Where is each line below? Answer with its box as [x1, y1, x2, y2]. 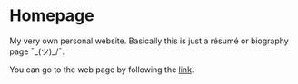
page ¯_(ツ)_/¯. [9, 46, 65, 57]
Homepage [9, 5, 94, 26]
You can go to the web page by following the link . [9, 64, 194, 75]
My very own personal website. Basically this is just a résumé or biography [9, 35, 289, 46]
